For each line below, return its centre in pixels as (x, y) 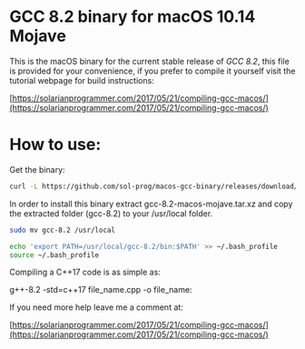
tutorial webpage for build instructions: (82, 80)
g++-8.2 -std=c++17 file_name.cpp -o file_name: (101, 290)
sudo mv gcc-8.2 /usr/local (63, 230)
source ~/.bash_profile (54, 255)
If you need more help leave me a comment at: (96, 307)
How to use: (55, 145)
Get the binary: (37, 169)
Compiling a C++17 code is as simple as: (85, 272)
